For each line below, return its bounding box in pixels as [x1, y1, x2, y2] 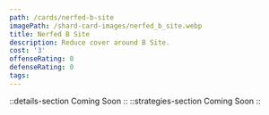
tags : [9, 71, 30, 80]
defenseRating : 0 [9, 63, 74, 72]
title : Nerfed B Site [9, 29, 91, 38]
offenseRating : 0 [9, 54, 74, 63]
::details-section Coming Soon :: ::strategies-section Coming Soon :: [9, 95, 262, 106]
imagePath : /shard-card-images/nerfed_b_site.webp [9, 21, 203, 30]
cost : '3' [9, 46, 47, 55]
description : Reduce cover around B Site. [9, 37, 170, 47]
